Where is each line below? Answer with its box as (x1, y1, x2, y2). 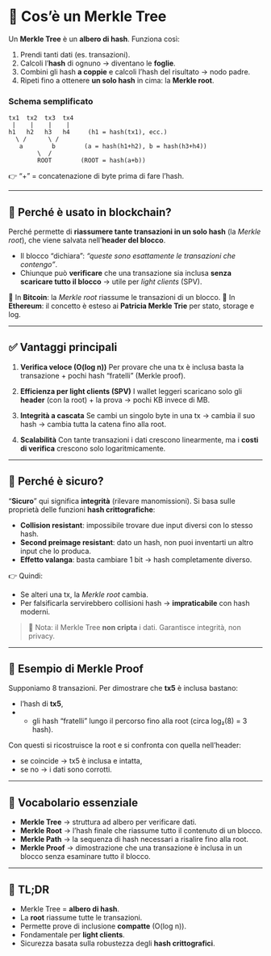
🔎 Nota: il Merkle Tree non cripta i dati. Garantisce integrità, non (27, 622, 242, 632)
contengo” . (19, 260, 58, 269)
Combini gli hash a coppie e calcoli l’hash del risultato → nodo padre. (19, 66, 251, 76)
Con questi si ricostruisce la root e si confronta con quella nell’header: (8, 740, 242, 751)
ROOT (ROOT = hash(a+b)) (37, 157, 147, 165)
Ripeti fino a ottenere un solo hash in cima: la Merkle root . (19, 75, 215, 85)
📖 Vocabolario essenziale (8, 796, 139, 810)
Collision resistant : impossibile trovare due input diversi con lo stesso (19, 520, 253, 530)
